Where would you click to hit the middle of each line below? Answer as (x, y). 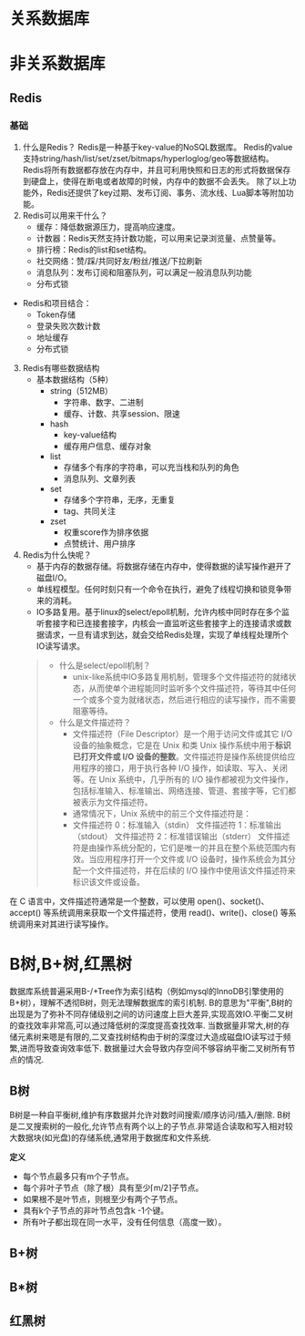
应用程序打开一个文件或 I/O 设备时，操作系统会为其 (193, 859)
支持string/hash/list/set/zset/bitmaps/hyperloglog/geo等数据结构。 (148, 159)
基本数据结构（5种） (75, 380)
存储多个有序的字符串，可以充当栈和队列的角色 (151, 468)
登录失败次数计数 (68, 326)
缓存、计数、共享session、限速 (122, 414)
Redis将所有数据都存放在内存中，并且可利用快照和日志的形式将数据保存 (157, 170)
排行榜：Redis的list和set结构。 (94, 250)
